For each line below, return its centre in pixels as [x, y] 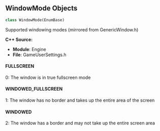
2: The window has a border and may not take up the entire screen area [80, 123]
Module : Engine [29, 49]
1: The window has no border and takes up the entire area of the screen [80, 100]
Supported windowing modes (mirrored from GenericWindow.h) [72, 29]
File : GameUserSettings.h [40, 55]
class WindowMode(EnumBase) [35, 20]
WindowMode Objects [41, 8]
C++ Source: [19, 39]
